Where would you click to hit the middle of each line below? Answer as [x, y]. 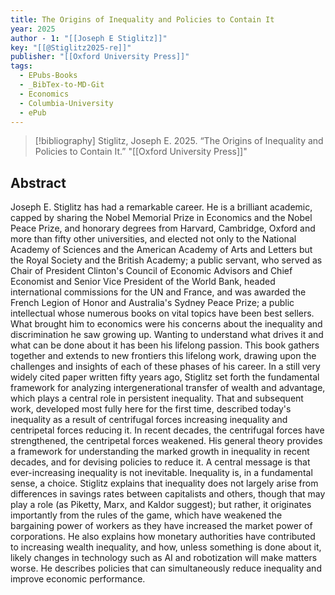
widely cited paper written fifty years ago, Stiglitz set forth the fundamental [165, 377]
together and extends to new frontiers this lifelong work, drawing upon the [163, 356]
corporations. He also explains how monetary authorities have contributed [163, 537]
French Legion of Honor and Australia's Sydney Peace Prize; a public [152, 303]
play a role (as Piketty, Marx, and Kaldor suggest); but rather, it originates [161, 505]
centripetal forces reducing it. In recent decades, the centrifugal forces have [167, 430]
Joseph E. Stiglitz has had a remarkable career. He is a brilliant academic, [161, 207]
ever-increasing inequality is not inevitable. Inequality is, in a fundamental [161, 473]
